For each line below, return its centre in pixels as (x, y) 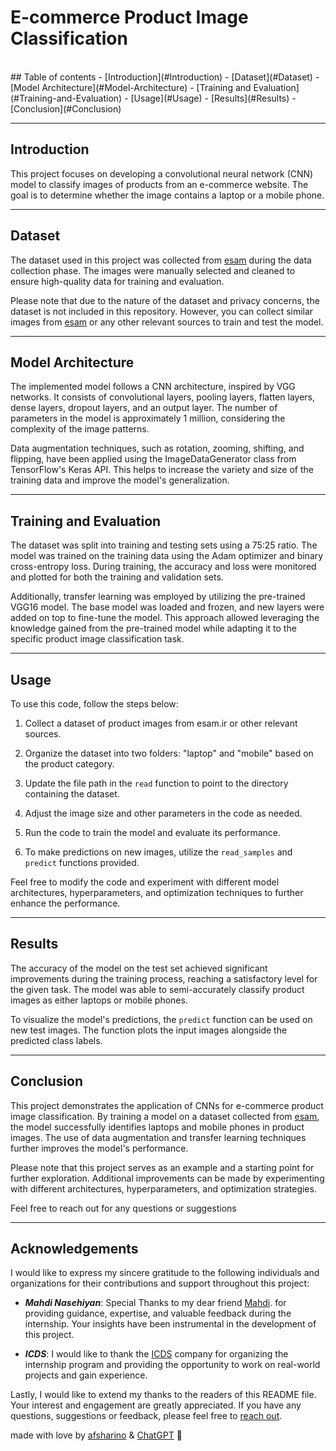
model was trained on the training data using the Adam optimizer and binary (167, 556)
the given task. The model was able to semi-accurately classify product (157, 989)
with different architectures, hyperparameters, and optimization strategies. (163, 1188)
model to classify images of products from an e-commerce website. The (159, 184)
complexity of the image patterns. (80, 429)
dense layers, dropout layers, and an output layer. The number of (144, 408)
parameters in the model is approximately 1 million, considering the (148, 418)
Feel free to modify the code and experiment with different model (145, 882)
